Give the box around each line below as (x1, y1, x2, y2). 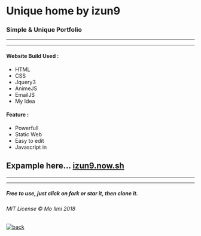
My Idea (14, 97, 35, 105)
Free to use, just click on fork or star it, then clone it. (6, 190, 139, 197)
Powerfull (14, 124, 39, 131)
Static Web (14, 130, 42, 138)
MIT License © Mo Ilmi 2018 (6, 205, 76, 212)
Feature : (6, 111, 29, 118)
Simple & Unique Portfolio (6, 26, 83, 34)
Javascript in (14, 143, 47, 151)
